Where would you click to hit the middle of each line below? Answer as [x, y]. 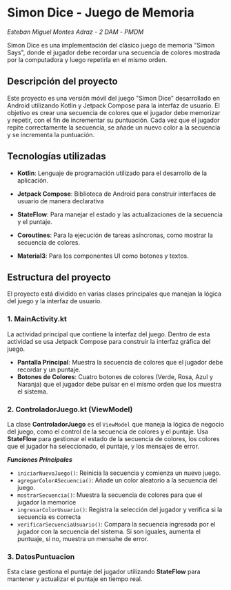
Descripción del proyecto [63, 82]
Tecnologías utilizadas [57, 156]
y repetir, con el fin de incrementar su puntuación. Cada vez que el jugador [113, 120]
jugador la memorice [47, 502]
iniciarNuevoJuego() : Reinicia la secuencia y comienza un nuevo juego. [119, 473]
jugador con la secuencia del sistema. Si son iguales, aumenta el [109, 531]
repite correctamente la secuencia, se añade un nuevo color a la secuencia [114, 127]
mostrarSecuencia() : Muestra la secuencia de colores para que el [110, 495]
